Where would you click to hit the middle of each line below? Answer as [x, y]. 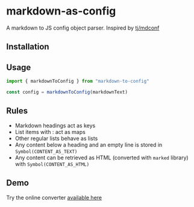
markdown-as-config [61, 11]
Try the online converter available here [54, 197]
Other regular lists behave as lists [56, 138]
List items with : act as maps [50, 132]
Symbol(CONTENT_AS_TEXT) [46, 151]
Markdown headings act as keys [55, 126]
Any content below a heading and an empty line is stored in [89, 145]
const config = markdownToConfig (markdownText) [67, 92]
